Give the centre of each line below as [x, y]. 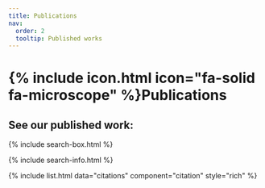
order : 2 [30, 31]
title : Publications [43, 16]
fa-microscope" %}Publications [118, 96]
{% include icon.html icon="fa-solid [132, 78]
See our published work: [71, 125]
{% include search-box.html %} [61, 144]
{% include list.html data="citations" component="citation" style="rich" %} [133, 176]
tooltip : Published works [59, 38]
